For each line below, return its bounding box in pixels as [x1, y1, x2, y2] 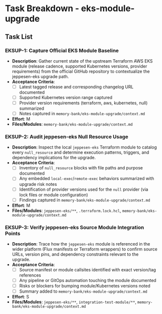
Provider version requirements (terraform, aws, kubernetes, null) [19, 100, 148, 106]
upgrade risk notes [19, 181, 57, 187]
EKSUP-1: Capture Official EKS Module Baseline [5, 47, 119, 54]
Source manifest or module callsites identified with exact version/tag [19, 266, 156, 272]
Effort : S [12, 294, 29, 300]
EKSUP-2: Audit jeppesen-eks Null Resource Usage [5, 133, 129, 140]
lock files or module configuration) [19, 192, 88, 198]
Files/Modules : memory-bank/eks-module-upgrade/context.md [12, 121, 133, 127]
